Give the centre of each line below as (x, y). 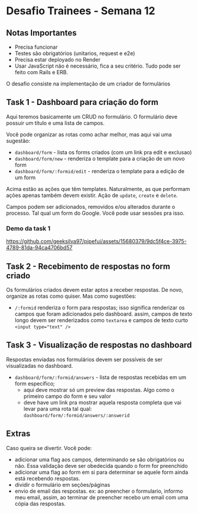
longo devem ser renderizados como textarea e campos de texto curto (101, 320)
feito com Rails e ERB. (41, 72)
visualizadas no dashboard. (40, 365)
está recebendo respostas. (47, 478)
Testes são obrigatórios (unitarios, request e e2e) (75, 53)
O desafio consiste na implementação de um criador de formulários (88, 84)
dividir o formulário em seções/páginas (62, 485)
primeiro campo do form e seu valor (67, 396)
